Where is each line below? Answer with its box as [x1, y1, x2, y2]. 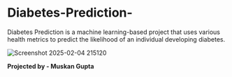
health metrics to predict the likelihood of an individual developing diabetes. [7, 35, 226, 43]
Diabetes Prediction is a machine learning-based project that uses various [7, 28, 220, 36]
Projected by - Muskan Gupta [7, 62, 94, 70]
